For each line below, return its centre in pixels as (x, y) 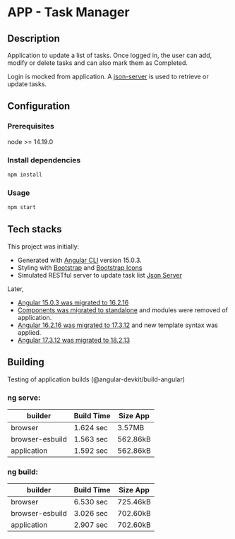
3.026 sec (91, 514)
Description (34, 38)
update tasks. (27, 84)
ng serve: (24, 398)
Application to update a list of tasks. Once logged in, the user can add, (110, 55)
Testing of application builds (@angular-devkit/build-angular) (96, 379)
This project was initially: (43, 246)
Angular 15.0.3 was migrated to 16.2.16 (73, 302)
